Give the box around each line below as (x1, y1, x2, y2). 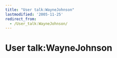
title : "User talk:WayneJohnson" (5, 7, 75, 12)
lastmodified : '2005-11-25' (5, 12, 64, 17)
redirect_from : (5, 16, 37, 21)
